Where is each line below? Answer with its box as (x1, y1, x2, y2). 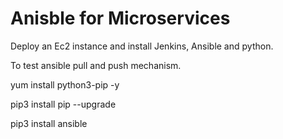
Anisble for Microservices (10, 7, 231, 30)
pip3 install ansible (10, 117, 88, 129)
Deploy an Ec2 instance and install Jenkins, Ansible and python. (10, 40, 274, 52)
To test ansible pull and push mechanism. (10, 59, 182, 71)
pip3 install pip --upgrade (10, 98, 117, 110)
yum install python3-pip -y (10, 78, 120, 91)
